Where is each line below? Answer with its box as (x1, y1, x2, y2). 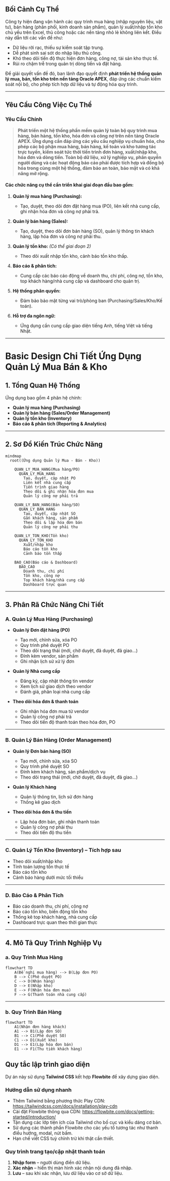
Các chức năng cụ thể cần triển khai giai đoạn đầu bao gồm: (5, 182, 134, 188)
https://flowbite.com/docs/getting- (82, 1109, 155, 1115)
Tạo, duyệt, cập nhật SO (23, 511, 76, 516)
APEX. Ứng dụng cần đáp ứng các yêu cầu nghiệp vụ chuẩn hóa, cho (17, 138, 165, 144)
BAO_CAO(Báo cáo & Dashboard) (14, 560, 78, 565)
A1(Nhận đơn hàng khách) (14, 1025, 67, 1030)
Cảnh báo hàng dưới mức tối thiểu (12, 874, 83, 880)
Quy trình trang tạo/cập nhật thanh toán (5, 1148, 105, 1155)
